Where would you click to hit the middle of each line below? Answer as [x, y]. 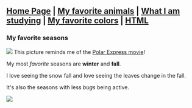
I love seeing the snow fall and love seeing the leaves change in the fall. [96, 75]
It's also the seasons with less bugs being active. [68, 87]
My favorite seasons [37, 38]
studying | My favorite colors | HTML [78, 21]
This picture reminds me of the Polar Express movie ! [79, 52]
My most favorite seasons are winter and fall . [64, 64]
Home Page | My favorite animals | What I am [93, 11]
